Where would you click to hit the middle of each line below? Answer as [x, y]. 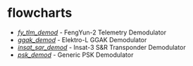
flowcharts [40, 13]
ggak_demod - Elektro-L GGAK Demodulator [82, 39]
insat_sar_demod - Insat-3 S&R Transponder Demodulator [102, 47]
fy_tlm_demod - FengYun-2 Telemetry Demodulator [92, 32]
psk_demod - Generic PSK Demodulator [75, 55]
